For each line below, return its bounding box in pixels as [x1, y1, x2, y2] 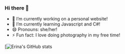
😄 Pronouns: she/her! [11, 26, 57, 32]
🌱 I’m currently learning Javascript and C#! [11, 21, 100, 27]
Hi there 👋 [4, 4, 29, 11]
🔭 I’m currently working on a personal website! [11, 16, 108, 22]
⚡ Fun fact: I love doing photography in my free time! [11, 32, 120, 38]
